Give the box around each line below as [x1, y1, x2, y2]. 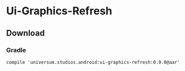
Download [6, 28, 45, 38]
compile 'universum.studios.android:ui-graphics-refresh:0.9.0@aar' [6, 59, 180, 65]
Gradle [6, 46, 26, 54]
